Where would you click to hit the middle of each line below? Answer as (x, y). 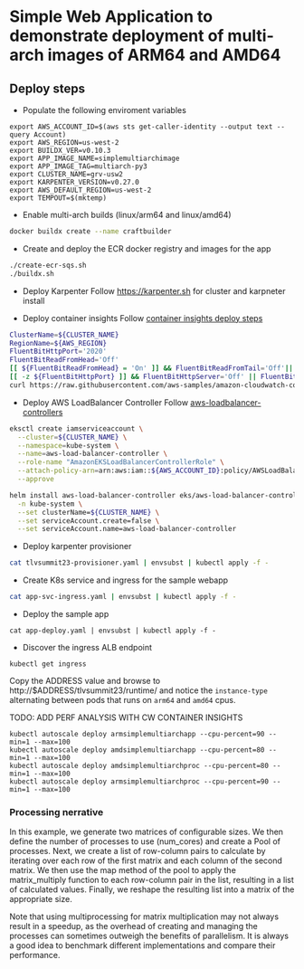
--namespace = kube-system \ (68, 445)
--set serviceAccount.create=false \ (89, 521)
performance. (35, 955)
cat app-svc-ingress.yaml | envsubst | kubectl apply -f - (123, 597)
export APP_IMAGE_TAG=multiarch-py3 (78, 166)
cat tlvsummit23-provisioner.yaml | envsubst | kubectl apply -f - (139, 563)
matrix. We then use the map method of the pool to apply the (123, 870)
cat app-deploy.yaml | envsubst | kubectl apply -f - (113, 631)
